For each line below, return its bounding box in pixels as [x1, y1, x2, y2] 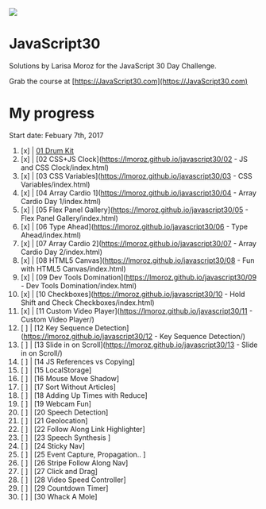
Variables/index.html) [20, 179, 91, 189]
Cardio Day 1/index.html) [20, 196, 102, 206]
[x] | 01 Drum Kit [20, 145, 75, 155]
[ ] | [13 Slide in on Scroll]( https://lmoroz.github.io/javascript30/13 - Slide [20, 340, 258, 349]
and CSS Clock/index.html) [20, 163, 110, 172]
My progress [9, 104, 94, 122]
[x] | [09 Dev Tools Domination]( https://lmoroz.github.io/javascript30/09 [20, 272, 257, 282]
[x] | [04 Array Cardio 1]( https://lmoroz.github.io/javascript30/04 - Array [20, 187, 257, 198]
